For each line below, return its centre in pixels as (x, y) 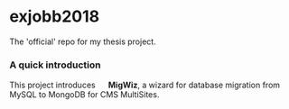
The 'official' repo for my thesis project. (83, 41)
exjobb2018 (55, 17)
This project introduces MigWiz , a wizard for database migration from (145, 85)
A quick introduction (55, 65)
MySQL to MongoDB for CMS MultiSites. (84, 95)
